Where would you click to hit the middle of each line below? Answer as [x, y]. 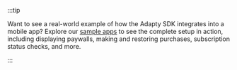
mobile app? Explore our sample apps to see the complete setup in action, [115, 31]
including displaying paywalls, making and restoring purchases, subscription [119, 39]
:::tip [14, 10]
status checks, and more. [44, 46]
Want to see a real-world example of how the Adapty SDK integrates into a [116, 24]
